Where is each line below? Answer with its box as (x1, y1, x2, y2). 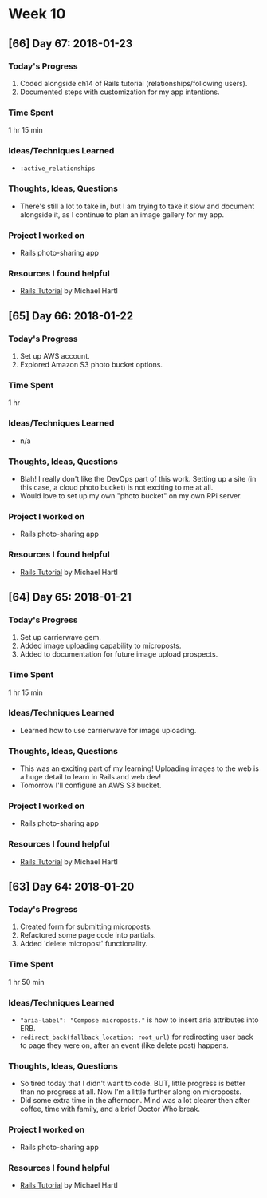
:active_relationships (19, 165, 96, 173)
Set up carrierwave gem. (19, 633, 101, 642)
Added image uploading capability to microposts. (19, 641, 182, 651)
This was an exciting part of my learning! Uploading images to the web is (19, 764, 259, 773)
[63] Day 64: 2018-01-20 (8, 880, 135, 894)
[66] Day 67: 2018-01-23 (8, 37, 133, 50)
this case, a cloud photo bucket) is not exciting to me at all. (19, 482, 214, 492)
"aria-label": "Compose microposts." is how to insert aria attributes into (19, 1015, 259, 1025)
